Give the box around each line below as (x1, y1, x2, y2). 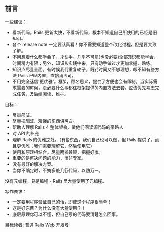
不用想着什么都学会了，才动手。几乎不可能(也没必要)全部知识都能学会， (12, 54, 159, 60)
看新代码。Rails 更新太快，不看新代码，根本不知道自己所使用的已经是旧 (12, 29, 157, 35)
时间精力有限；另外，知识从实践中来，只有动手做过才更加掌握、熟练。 (12, 60, 155, 66)
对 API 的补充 (12, 130, 39, 136)
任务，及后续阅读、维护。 (16, 91, 69, 97)
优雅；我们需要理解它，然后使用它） (21, 143, 95, 149)
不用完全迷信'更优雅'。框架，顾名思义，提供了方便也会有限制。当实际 (12, 78, 154, 84)
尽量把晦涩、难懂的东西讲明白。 (12, 118, 77, 124)
